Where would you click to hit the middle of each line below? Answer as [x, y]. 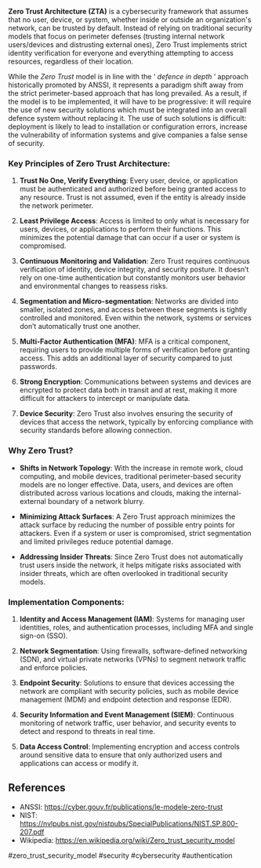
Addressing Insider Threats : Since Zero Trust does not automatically [131, 556]
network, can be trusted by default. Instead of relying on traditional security [130, 28]
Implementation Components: [66, 602]
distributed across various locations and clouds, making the [116, 493]
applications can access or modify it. [79, 763]
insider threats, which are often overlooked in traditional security [124, 573]
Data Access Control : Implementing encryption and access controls [130, 746]
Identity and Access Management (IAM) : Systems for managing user [132, 618]
